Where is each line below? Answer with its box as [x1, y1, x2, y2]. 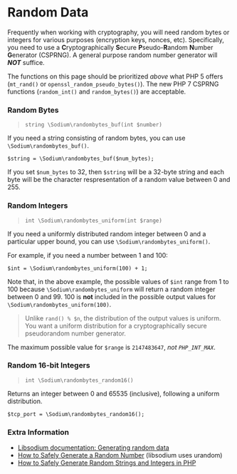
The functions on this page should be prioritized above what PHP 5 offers [7, 72, 223, 81]
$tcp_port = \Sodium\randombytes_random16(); [7, 410, 144, 418]
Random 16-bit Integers [7, 360, 90, 370]
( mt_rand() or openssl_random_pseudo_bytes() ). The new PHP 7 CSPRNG [7, 79, 219, 88]
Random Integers [7, 201, 68, 211]
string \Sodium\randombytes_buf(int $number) [24, 121, 162, 128]
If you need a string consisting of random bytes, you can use [7, 133, 186, 143]
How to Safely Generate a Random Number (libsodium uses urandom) [17, 451, 223, 460]
